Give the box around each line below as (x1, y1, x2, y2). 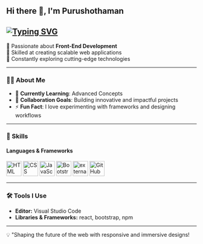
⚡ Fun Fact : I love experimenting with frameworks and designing (14, 103, 176, 110)
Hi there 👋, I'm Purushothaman (6, 6, 124, 16)
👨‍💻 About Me (6, 76, 45, 84)
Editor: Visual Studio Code (14, 207, 82, 214)
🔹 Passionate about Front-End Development (6, 43, 118, 50)
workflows (14, 111, 42, 119)
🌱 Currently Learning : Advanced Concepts (14, 90, 123, 97)
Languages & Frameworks (6, 147, 74, 154)
